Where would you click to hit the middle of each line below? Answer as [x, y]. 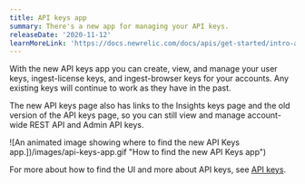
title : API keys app [49, 18]
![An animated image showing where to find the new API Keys [125, 142]
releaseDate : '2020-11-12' [60, 34]
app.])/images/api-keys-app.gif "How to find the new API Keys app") [138, 152]
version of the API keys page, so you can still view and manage [128, 115]
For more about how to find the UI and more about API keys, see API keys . [148, 169]
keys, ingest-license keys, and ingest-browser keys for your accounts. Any [149, 79]
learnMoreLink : [38, 43]
